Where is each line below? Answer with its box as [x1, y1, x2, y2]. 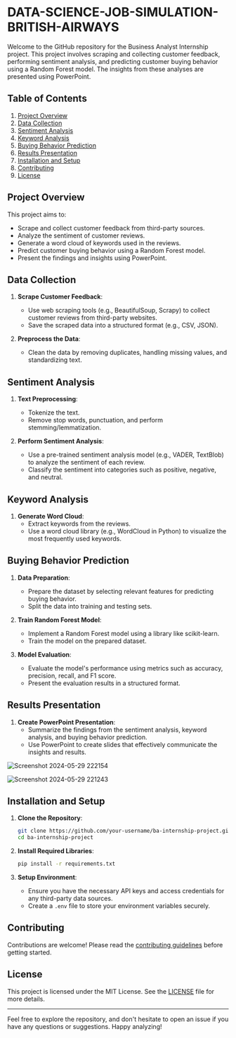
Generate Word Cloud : [17, 512, 84, 520]
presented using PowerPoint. [7, 72, 91, 81]
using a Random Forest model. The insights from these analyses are [7, 65, 204, 73]
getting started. [7, 948, 52, 956]
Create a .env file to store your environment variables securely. [27, 902, 211, 910]
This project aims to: [7, 210, 67, 219]
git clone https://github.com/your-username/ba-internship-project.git [17, 827, 232, 835]
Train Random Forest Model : [17, 616, 102, 624]
